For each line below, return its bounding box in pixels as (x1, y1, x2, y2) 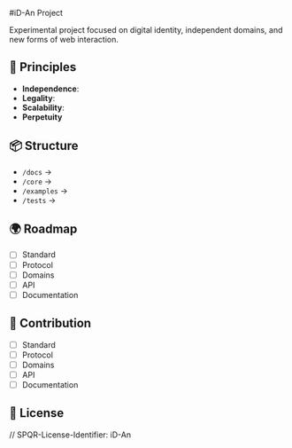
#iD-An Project (9, 8, 64, 18)
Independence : (21, 83, 80, 94)
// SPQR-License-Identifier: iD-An (9, 429, 131, 440)
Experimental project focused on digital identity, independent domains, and (9, 25, 283, 35)
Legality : (21, 92, 56, 103)
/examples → (21, 185, 68, 196)
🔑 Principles (9, 59, 77, 75)
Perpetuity (21, 111, 63, 122)
